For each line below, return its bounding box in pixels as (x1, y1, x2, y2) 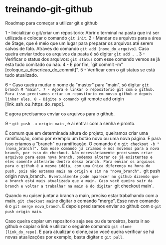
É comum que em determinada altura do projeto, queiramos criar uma (5, 130, 149, 136)
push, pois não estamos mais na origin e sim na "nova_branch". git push (5, 168, 161, 174)
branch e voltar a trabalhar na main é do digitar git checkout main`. (5, 183, 154, 189)
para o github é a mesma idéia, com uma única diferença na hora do (5, 163, 151, 168)
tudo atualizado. (5, 72, 38, 78)
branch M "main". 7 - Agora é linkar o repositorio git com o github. (5, 87, 155, 92)
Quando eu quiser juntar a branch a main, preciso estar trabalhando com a (5, 192, 159, 198)
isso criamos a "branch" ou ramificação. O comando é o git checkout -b (5, 141, 156, 147)
